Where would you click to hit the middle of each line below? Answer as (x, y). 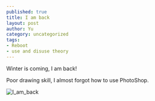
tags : (13, 40)
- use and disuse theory (37, 51)
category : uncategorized (37, 34)
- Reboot (17, 46)
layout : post (23, 23)
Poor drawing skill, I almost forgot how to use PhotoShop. (77, 80)
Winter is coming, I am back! (42, 68)
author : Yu (20, 29)
